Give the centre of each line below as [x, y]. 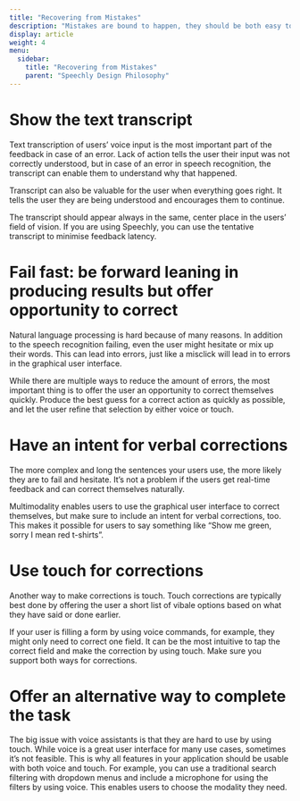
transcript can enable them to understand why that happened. [124, 173]
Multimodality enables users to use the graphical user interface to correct [145, 506]
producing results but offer [112, 291]
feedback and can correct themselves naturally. [97, 488]
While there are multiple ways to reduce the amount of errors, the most [140, 380]
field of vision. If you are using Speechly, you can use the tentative [132, 226]
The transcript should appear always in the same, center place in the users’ [148, 217]
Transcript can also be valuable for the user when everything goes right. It [146, 190]
